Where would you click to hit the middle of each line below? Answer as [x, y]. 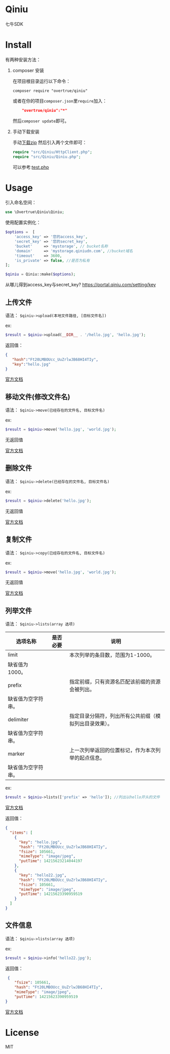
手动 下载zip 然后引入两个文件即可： [50, 142]
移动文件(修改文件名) [38, 397]
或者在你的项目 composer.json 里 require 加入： [60, 101]
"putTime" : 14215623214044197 [50, 861]
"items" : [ [21, 833]
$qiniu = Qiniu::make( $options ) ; [40, 274]
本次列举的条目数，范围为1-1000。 [112, 655]
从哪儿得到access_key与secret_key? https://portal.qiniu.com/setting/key [80, 285]
